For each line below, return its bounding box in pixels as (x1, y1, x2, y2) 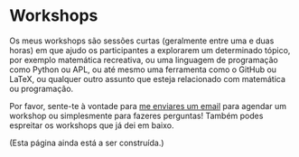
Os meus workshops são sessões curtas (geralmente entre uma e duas (9, 35, 275, 46)
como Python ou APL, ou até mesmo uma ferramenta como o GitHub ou (9, 64, 277, 75)
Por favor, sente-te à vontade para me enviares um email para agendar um (9, 100, 287, 111)
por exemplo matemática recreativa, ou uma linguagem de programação (9, 54, 278, 65)
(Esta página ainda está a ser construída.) (9, 137, 164, 148)
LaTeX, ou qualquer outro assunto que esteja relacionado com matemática (9, 73, 286, 84)
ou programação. (9, 83, 74, 94)
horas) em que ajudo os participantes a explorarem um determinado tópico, (9, 44, 291, 55)
